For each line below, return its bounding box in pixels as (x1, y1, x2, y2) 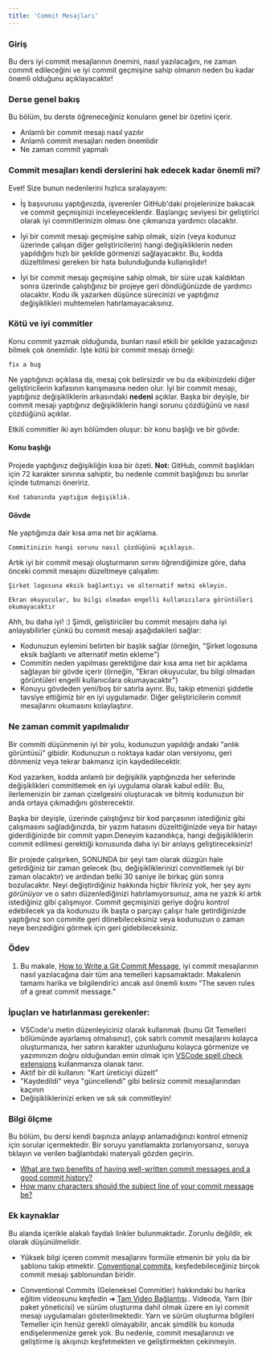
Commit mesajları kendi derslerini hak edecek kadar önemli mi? (8, 165, 261, 176)
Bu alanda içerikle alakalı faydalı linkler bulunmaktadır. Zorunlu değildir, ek (8, 1228, 253, 1238)
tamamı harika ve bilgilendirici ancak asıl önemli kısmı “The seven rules (19, 978, 256, 987)
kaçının (19, 1085, 44, 1094)
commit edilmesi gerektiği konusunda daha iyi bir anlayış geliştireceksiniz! (8, 839, 253, 848)
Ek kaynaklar (8, 1210, 60, 1221)
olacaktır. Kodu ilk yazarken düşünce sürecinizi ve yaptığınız (19, 289, 219, 299)
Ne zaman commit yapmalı (19, 145, 108, 154)
